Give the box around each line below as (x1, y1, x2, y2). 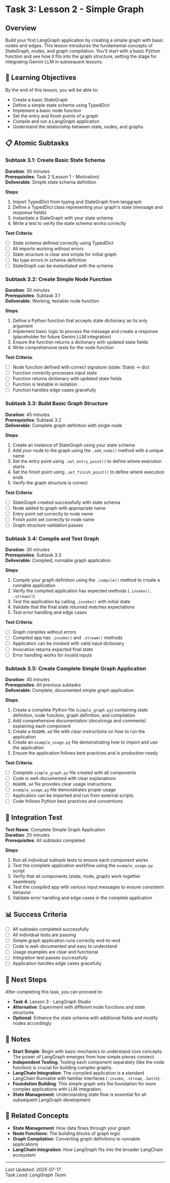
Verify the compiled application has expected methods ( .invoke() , (12, 588, 151, 594)
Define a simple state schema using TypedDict (12, 102, 110, 108)
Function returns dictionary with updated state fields (12, 376, 122, 382)
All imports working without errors (12, 245, 84, 251)
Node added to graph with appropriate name (12, 505, 106, 511)
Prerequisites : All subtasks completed (5, 837, 86, 843)
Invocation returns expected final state (12, 646, 94, 652)
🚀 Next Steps (5, 975, 47, 984)
